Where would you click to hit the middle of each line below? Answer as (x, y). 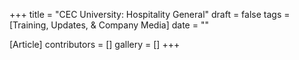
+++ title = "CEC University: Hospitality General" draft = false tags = (150, 14)
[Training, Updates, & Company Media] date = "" (109, 25)
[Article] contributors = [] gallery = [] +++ (95, 44)
